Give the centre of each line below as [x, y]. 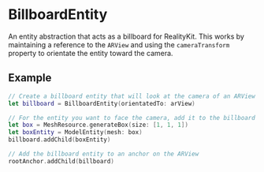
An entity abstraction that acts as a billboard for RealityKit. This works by [126, 36]
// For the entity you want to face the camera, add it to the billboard [132, 118]
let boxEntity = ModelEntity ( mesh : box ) [76, 133]
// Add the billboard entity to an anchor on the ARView [104, 154]
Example [30, 78]
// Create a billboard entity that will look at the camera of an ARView [132, 96]
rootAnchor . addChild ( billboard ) [61, 161]
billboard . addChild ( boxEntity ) [59, 140]
